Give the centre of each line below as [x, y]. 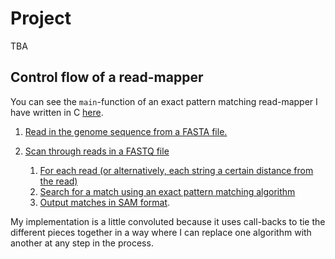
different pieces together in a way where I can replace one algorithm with [161, 232]
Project [41, 18]
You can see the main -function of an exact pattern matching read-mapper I [164, 101]
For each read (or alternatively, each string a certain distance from [176, 170]
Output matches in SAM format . [105, 202]
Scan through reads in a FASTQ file [97, 151]
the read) [58, 181]
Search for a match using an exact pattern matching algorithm [167, 191]
